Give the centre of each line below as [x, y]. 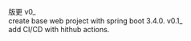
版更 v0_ [22, 12]
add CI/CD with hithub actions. [59, 29]
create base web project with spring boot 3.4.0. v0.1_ [95, 21]
